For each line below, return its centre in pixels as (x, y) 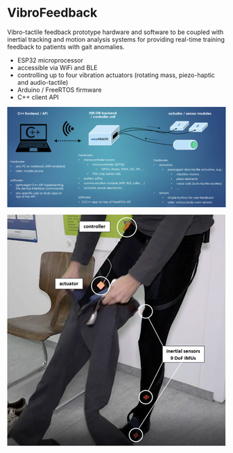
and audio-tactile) (43, 82)
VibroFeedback (52, 13)
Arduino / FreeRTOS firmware (59, 90)
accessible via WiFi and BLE (58, 67)
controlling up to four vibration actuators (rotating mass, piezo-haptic (116, 75)
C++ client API (38, 97)
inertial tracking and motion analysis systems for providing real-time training (116, 39)
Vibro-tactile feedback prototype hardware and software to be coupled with (115, 32)
